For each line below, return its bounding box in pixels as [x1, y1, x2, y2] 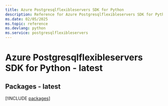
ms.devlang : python [5, 26, 46, 31]
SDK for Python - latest [5, 63, 103, 74]
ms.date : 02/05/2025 [5, 16, 48, 21]
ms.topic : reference [5, 21, 48, 26]
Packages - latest [5, 82, 61, 91]
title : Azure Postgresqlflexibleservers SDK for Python [5, 7, 124, 12]
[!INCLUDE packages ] [5, 96, 50, 101]
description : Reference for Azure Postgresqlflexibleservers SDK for [5, 12, 153, 17]
